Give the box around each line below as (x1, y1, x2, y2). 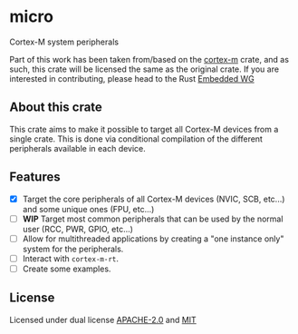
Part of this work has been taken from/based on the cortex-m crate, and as (9, 54, 290, 64)
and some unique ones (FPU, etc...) (22, 203, 155, 214)
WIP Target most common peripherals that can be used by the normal (22, 213, 284, 224)
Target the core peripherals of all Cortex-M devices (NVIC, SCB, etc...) (22, 193, 285, 204)
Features (9, 170, 61, 185)
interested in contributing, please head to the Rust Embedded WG (9, 73, 255, 83)
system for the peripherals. (22, 243, 124, 254)
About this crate (9, 100, 102, 115)
